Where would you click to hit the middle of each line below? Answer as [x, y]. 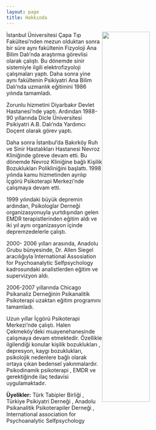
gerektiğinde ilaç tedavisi [37, 377]
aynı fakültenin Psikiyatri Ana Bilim [49, 80]
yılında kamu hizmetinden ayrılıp [46, 174]
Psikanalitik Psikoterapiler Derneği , [50, 408]
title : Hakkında [27, 18]
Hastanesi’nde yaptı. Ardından [44, 111]
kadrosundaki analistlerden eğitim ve [52, 269]
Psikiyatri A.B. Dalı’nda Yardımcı [46, 124]
